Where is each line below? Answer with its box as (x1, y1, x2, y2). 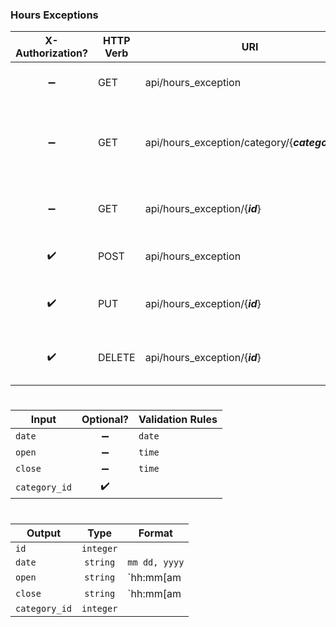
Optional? (81, 413, 129, 427)
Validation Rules (138, 413, 218, 427)
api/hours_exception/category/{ (144, 136, 294, 150)
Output (26, 526, 62, 540)
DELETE (97, 351, 136, 365)
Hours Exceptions (10, 8, 99, 22)
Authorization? (15, 46, 88, 60)
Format (138, 526, 173, 540)
